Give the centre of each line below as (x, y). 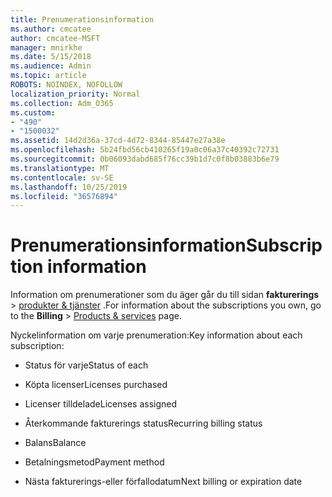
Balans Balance (55, 443)
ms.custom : (33, 112)
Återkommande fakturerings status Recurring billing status (143, 423)
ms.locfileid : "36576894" (64, 196)
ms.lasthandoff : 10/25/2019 (69, 187)
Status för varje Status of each (86, 365)
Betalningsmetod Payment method (94, 462)
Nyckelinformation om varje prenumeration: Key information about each (156, 335)
